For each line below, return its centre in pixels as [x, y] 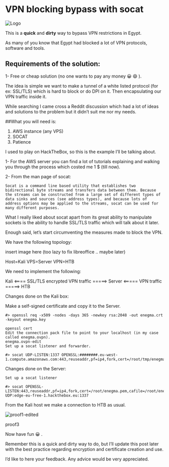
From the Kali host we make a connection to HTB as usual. [66, 405]
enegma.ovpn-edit [23, 342]
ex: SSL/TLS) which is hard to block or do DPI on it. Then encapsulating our [83, 91]
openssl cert [19, 328]
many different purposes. [32, 208]
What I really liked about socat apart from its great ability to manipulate [78, 217]
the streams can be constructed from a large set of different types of [83, 194]
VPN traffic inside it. [26, 96]
